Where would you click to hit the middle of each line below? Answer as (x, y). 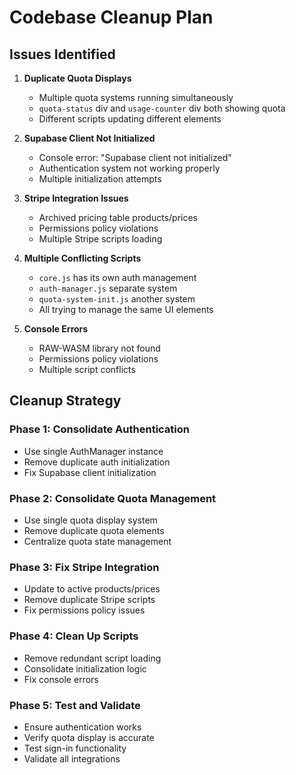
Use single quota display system (90, 520)
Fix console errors (61, 679)
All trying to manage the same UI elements (126, 309)
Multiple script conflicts (87, 369)
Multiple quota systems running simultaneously (136, 97)
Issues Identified (62, 54)
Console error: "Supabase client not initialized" (135, 157)
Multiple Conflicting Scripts (82, 258)
